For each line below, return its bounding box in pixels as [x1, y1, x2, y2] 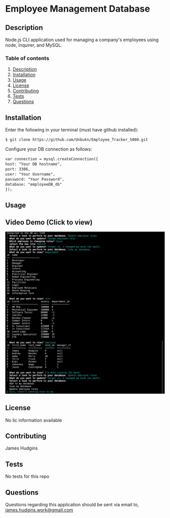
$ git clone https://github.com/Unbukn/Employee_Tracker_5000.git [5, 137, 148, 143]
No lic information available [5, 417, 62, 423]
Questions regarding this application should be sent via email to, [5, 502, 139, 508]
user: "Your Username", [5, 172, 56, 177]
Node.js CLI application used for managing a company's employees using [5, 37, 159, 43]
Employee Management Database [5, 3, 150, 15]
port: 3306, [5, 167, 30, 172]
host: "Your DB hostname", [5, 162, 62, 167]
